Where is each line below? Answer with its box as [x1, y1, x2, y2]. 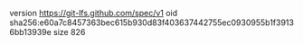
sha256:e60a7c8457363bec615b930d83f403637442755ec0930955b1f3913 [9, 17, 294, 28]
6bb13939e [9, 27, 52, 37]
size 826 [52, 27, 86, 37]
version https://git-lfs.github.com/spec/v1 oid [9, 8, 178, 18]
